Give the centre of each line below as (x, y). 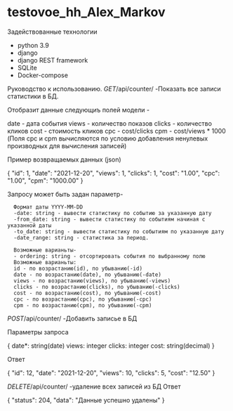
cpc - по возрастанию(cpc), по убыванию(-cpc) (83, 299)
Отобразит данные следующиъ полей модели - (78, 110)
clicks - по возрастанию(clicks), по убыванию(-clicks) (97, 287)
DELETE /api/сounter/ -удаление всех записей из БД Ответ (94, 386)
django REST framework (53, 60)
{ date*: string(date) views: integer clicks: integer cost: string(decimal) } (111, 346)
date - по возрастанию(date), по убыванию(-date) (87, 275)
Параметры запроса (38, 332)
